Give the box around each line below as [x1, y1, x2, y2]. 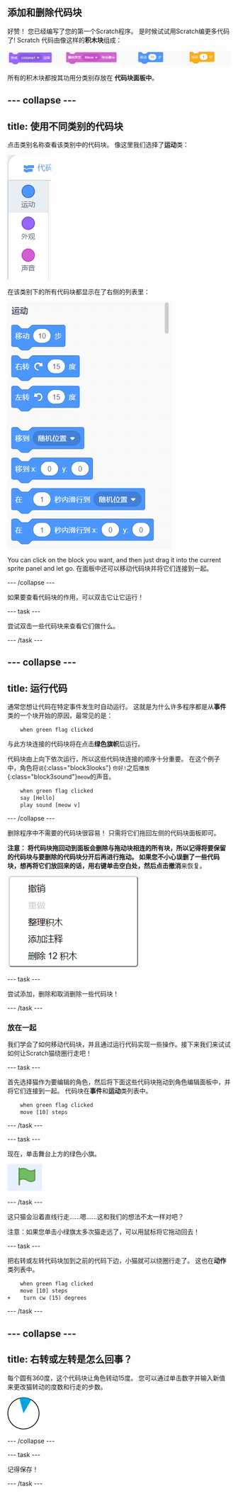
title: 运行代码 [7, 682, 68, 694]
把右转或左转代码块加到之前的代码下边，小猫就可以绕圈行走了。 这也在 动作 [7, 1256, 227, 1265]
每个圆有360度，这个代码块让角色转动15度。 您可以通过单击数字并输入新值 [7, 1373, 226, 1382]
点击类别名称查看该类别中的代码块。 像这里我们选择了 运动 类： [7, 140, 189, 149]
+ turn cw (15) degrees [7, 1295, 87, 1302]
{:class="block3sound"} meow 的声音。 [7, 772, 115, 781]
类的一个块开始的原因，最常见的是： [7, 711, 113, 720]
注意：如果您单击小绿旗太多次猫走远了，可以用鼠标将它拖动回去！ [7, 1227, 200, 1236]
